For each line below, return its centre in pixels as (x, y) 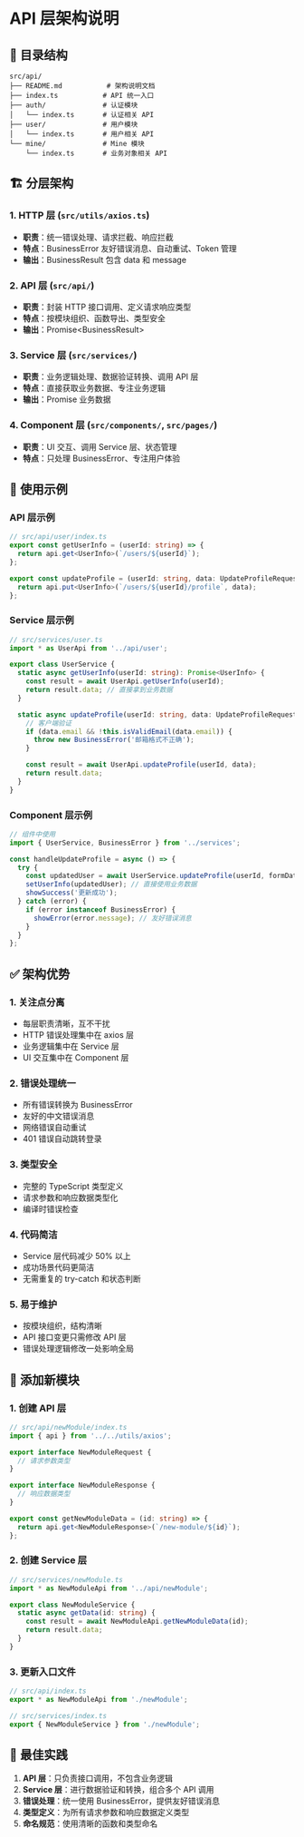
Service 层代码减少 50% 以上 (76, 1256)
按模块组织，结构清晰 (62, 1326)
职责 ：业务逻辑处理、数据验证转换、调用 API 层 (110, 376)
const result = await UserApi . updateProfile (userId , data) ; (141, 765)
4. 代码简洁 (33, 1235)
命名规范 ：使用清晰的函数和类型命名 (90, 1823)
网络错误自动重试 (54, 1128)
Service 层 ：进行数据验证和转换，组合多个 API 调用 (118, 1790)
